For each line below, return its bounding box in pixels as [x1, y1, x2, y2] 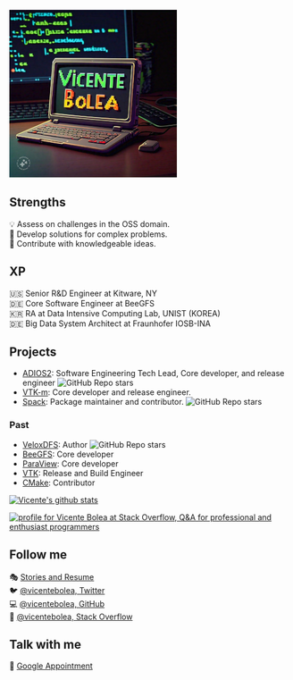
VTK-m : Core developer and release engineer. [21, 387, 192, 398]
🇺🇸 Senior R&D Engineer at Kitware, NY [9, 288, 158, 298]
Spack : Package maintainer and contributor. [21, 397, 185, 407]
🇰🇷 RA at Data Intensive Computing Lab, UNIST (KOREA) [9, 307, 221, 318]
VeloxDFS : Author [21, 439, 88, 449]
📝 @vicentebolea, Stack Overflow [9, 611, 133, 622]
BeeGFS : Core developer [21, 449, 114, 459]
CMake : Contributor [21, 477, 96, 488]
